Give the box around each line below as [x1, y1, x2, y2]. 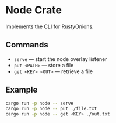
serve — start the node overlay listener [13, 55, 107, 62]
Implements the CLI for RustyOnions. [5, 23, 94, 30]
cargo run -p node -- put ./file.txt [5, 106, 97, 112]
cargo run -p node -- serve [5, 100, 74, 106]
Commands [5, 40, 49, 50]
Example [5, 85, 38, 95]
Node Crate [5, 4, 62, 17]
